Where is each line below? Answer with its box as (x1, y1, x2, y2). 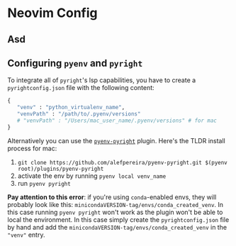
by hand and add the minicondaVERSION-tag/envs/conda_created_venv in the (7, 223, 227, 231)
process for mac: (7, 144, 57, 152)
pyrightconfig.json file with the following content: (7, 84, 154, 92)
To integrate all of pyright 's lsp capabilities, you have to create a (7, 76, 196, 84)
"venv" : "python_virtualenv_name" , (16, 104, 125, 111)
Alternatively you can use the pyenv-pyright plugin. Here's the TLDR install (7, 136, 225, 145)
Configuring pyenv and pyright (7, 57, 143, 69)
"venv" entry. (7, 230, 45, 239)
